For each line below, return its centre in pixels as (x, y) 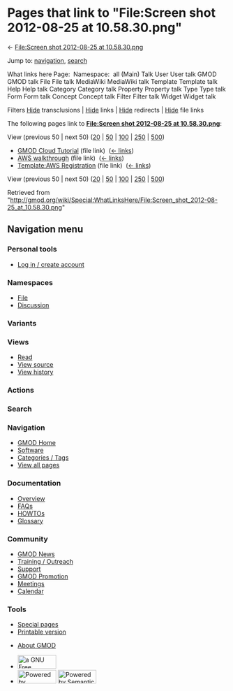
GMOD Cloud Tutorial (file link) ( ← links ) (76, 150)
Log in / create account (51, 264)
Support (29, 569)
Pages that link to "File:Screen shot (112, 13)
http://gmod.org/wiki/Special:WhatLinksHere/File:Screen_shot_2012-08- (114, 200)
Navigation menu (45, 230)
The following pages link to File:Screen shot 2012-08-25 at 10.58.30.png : (114, 123)
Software (30, 450)
